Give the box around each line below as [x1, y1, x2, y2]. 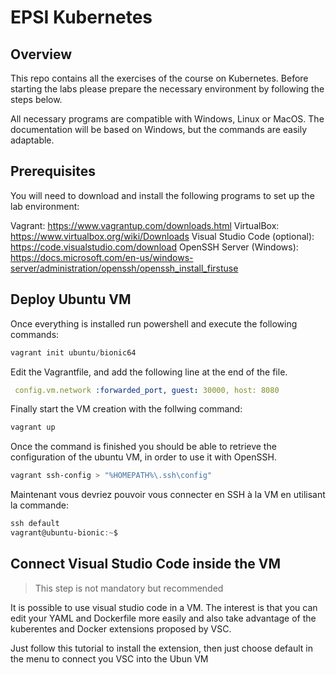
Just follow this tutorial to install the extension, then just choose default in [10, 642, 313, 654]
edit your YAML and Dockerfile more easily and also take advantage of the [10, 612, 317, 624]
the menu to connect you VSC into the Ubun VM [10, 652, 209, 665]
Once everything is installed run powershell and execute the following [10, 317, 298, 330]
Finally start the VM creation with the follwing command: [10, 403, 243, 415]
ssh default [10, 519, 60, 529]
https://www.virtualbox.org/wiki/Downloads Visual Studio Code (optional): [10, 230, 315, 242]
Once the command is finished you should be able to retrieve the [10, 441, 277, 453]
